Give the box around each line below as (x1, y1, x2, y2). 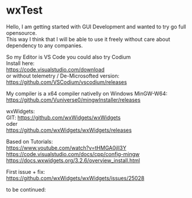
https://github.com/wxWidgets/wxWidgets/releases (6, 126, 132, 134)
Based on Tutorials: (6, 138, 53, 145)
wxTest (6, 4, 43, 17)
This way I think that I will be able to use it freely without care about (6, 35, 170, 43)
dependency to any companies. (6, 42, 83, 49)
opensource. (6, 29, 37, 36)
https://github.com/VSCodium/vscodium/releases (6, 78, 127, 86)
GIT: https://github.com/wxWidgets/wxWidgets (6, 113, 121, 121)
